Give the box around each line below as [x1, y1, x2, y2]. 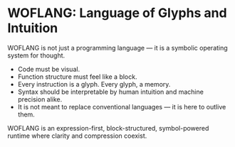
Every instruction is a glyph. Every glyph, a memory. [17, 80, 171, 88]
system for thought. [7, 51, 66, 60]
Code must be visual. [17, 65, 80, 73]
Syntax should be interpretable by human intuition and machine [17, 87, 204, 96]
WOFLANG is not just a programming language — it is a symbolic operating [7, 43, 228, 52]
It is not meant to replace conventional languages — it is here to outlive [17, 102, 226, 111]
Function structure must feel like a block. [17, 72, 137, 81]
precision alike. [17, 94, 63, 104]
